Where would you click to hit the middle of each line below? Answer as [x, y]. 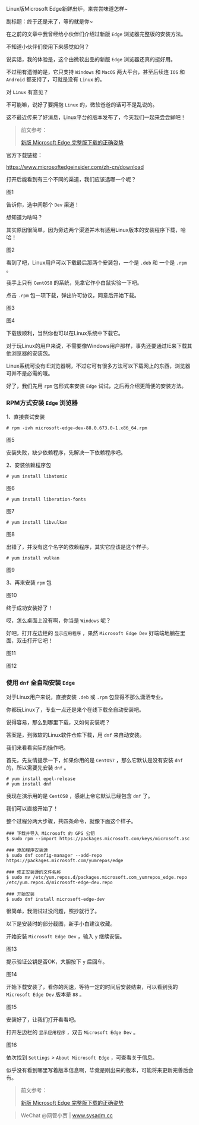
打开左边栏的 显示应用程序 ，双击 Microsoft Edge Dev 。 [72, 1032]
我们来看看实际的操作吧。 [37, 747]
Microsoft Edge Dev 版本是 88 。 [45, 994]
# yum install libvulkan [37, 523]
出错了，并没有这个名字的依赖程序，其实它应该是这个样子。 [79, 547]
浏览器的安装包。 [32, 353]
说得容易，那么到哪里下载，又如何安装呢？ [58, 722]
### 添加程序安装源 [27, 850]
